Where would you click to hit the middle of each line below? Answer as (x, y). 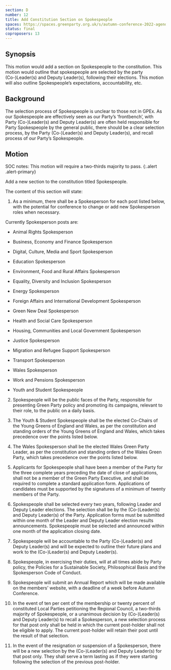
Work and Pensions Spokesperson (49, 380)
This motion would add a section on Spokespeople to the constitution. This (83, 66)
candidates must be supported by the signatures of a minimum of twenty (89, 489)
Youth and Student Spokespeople (48, 390)
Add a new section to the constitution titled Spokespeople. (67, 182)
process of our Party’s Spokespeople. (45, 138)
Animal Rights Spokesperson (43, 232)
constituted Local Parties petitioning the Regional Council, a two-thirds (87, 609)
